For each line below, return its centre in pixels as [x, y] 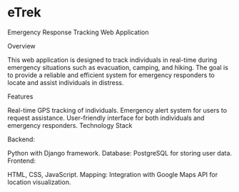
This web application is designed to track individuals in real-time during [112, 60]
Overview [21, 46]
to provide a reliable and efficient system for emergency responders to [111, 75]
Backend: [21, 139]
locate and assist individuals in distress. [66, 82]
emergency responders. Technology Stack [70, 125]
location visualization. [39, 182]
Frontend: [22, 161]
